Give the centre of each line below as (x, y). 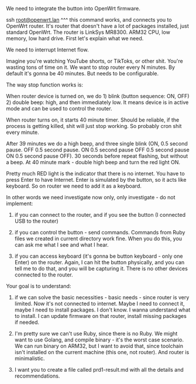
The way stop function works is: (45, 85)
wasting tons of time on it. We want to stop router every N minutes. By (91, 67)
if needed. (27, 322)
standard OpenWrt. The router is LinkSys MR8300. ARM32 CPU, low (88, 32)
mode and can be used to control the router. (59, 108)
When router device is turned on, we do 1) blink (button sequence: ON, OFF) (98, 96)
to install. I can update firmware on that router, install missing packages (101, 316)
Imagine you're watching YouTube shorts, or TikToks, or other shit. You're (94, 61)
